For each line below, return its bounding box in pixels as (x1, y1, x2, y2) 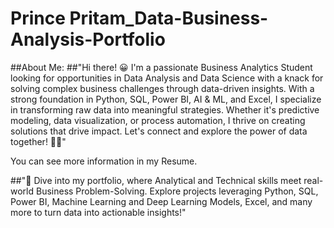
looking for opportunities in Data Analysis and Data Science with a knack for (10, 72, 324, 84)
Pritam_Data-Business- (69, 7, 269, 30)
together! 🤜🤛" (10, 135, 67, 147)
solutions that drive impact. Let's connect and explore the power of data (10, 125, 308, 137)
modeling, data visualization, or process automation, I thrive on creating (10, 114, 306, 126)
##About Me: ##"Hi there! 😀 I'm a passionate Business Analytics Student (10, 61, 313, 73)
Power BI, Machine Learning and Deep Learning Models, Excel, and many (10, 195, 313, 207)
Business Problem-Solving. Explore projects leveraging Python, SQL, (35, 185, 319, 197)
